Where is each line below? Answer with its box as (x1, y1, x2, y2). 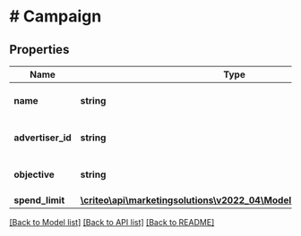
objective (13, 168, 56, 181)
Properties (9, 42, 70, 57)
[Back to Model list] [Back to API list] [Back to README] (9, 217, 215, 227)
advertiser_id (13, 131, 72, 144)
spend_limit (13, 194, 65, 206)
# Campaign (9, 6, 102, 27)
